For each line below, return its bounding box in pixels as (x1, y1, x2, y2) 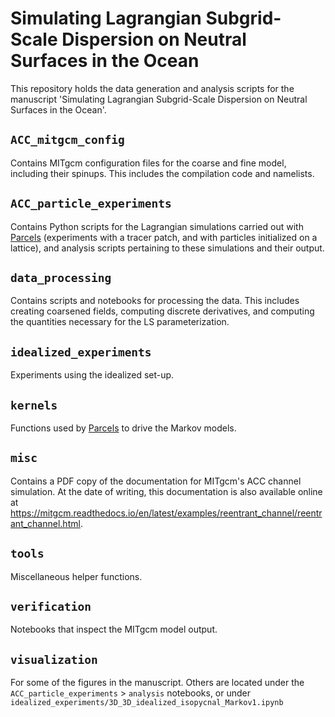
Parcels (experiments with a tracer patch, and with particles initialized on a (10, 231, 318, 243)
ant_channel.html (10, 517, 81, 529)
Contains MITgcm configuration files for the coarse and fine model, (10, 157, 287, 169)
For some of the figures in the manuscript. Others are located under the (10, 677, 305, 689)
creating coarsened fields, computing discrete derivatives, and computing (10, 305, 315, 317)
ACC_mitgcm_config (10, 133, 125, 147)
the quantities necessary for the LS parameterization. (10, 316, 230, 328)
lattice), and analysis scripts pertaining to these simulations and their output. (10, 242, 325, 254)
